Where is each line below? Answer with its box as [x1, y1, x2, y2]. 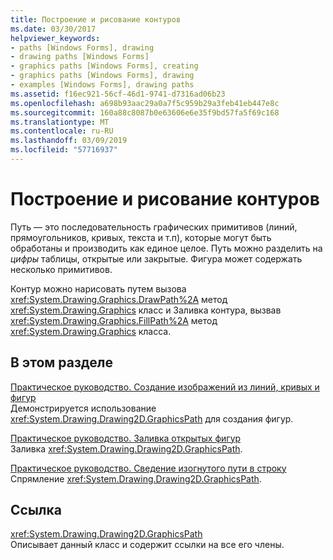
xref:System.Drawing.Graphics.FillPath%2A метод [10, 314, 218, 326]
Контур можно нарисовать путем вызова [10, 282, 187, 295]
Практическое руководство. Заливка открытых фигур [10, 432, 242, 444]
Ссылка [10, 502, 62, 519]
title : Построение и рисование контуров [10, 14, 182, 25]
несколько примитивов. [10, 263, 113, 275]
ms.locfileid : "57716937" [10, 145, 118, 155]
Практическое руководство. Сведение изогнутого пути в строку [10, 462, 287, 474]
